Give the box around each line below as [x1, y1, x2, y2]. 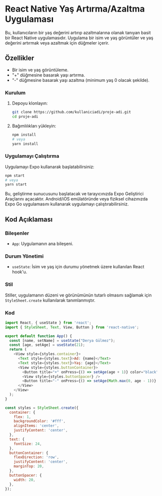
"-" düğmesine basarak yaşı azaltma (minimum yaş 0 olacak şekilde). [12, 77, 149, 83]
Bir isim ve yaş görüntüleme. [12, 67, 69, 73]
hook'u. [12, 269, 27, 275]
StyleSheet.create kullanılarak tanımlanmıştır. [5, 297, 95, 303]
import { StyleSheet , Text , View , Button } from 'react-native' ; [5, 325, 139, 330]
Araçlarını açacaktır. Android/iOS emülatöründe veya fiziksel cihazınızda [5, 196, 148, 202]
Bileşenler [5, 230, 29, 236]
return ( [9, 347, 27, 352]
